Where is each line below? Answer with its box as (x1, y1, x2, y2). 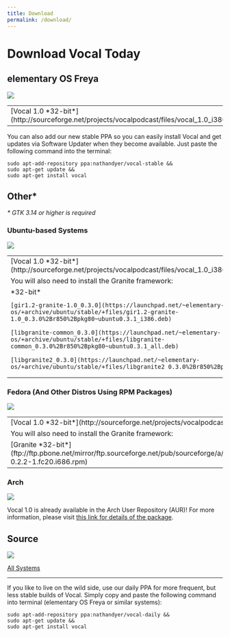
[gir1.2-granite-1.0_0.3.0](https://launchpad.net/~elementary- (10, 301, 225, 309)
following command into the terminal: (7, 146, 112, 155)
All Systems (7, 564, 40, 572)
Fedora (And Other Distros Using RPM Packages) (7, 387, 172, 397)
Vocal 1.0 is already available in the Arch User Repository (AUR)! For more (7, 506, 215, 514)
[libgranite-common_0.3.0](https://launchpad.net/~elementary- (10, 328, 221, 336)
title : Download (7, 10, 53, 17)
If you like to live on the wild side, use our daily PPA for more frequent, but (7, 584, 216, 592)
